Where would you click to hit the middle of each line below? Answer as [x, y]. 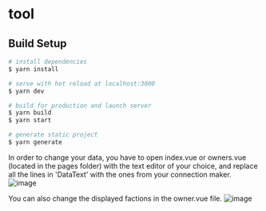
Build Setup [38, 44]
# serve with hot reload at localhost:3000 [82, 84]
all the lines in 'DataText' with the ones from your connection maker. [120, 174]
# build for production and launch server [80, 105]
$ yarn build [30, 113]
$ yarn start [30, 121]
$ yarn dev [26, 91]
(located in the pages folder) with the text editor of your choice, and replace [133, 165]
